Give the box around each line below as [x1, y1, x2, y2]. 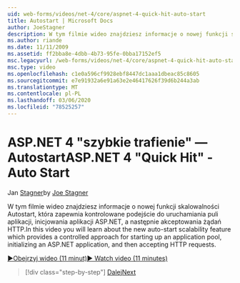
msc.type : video [7, 64, 56, 71]
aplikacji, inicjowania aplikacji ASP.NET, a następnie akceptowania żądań [7, 217, 221, 226]
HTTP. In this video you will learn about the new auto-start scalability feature [7, 224, 231, 233]
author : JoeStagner [7, 24, 66, 31]
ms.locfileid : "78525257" [7, 104, 84, 111]
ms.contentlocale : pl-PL [7, 90, 81, 97]
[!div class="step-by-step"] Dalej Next [24, 267, 136, 276]
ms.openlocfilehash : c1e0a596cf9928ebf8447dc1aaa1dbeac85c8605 [7, 70, 200, 77]
